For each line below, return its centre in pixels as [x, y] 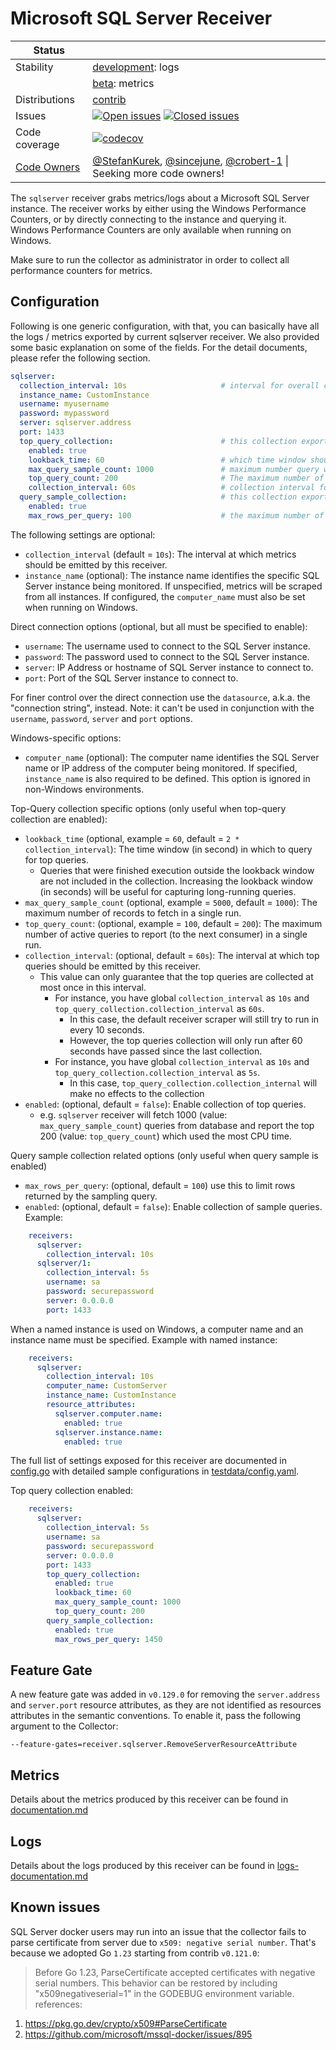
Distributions [45, 99]
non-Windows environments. [84, 789]
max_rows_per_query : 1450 [108, 1639]
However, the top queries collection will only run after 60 [186, 1040]
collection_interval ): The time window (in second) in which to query [168, 849]
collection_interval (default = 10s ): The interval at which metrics [160, 554]
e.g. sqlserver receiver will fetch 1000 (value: [133, 1114]
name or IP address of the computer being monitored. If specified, [161, 768]
